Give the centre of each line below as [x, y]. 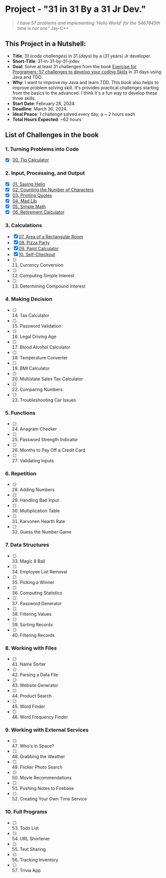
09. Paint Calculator [39, 249]
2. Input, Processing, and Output [45, 173]
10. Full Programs [26, 812]
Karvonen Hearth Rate [42, 522]
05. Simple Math [29, 207]
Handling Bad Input [39, 500]
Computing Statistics [41, 593]
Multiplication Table [40, 511]
